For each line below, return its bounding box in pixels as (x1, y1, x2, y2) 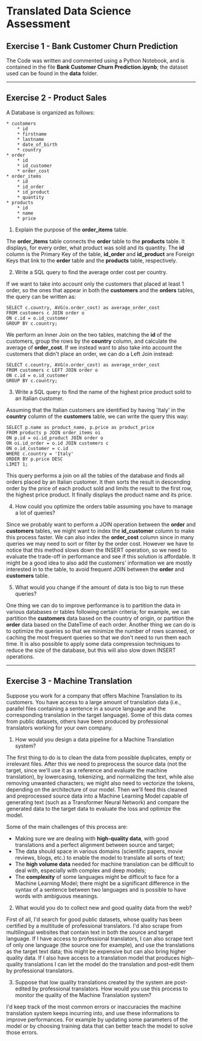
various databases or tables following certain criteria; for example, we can (6, 608, 190, 615)
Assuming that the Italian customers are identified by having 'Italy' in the (6, 406, 185, 413)
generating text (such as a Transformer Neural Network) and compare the (6, 798, 189, 805)
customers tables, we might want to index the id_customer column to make (6, 527, 195, 534)
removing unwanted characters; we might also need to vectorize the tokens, (6, 779, 195, 787)
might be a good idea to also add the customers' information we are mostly (6, 559, 192, 566)
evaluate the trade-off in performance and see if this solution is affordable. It (6, 552, 196, 560)
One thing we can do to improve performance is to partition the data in (6, 601, 181, 609)
